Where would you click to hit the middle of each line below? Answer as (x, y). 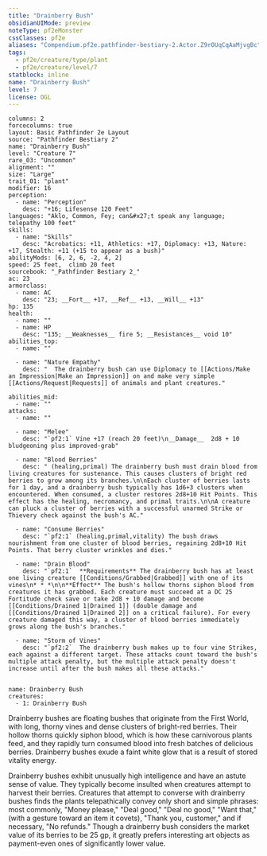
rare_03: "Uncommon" (43, 161)
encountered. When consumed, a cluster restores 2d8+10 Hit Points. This (133, 495)
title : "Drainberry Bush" (51, 16)
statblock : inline (39, 75)
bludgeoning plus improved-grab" (64, 446)
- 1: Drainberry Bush (51, 704)
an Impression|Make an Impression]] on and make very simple (112, 376)
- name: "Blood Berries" (56, 460)
